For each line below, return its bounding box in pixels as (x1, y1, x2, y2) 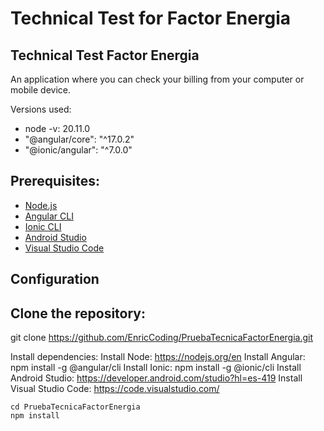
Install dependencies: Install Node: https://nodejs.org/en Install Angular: (10, 351, 306, 363)
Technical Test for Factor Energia (10, 7, 292, 30)
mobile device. (10, 84, 72, 96)
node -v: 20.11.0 (24, 123, 91, 134)
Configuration (10, 271, 100, 288)
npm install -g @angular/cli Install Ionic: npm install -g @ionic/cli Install (10, 362, 302, 374)
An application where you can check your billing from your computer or (10, 73, 305, 85)
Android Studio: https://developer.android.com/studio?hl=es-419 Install (10, 372, 303, 384)
